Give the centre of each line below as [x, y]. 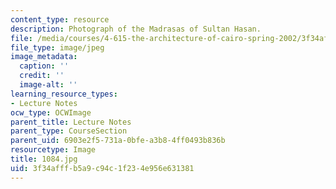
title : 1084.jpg [44, 159]
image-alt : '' [48, 85]
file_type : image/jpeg [57, 47]
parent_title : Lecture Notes [71, 122]
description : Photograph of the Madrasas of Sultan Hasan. [136, 29]
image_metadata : [44, 57]
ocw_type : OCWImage [51, 112]
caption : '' [44, 66]
